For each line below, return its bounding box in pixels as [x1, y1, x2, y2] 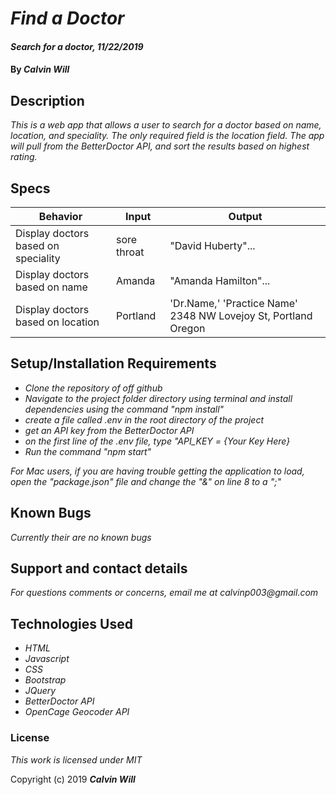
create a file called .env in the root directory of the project [24, 413, 265, 426]
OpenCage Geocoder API [24, 706, 130, 718]
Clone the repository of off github [24, 382, 163, 394]
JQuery [24, 685, 57, 697]
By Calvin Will [10, 63, 70, 76]
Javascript [24, 653, 70, 665]
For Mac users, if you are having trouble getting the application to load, [10, 465, 305, 477]
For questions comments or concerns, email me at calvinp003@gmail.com [10, 587, 319, 599]
